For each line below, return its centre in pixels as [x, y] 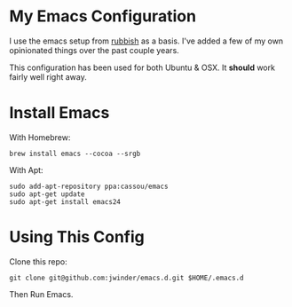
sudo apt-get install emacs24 [65, 201]
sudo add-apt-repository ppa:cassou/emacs [89, 186]
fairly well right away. [48, 76]
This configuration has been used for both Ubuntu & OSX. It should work [142, 67]
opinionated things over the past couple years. [94, 50]
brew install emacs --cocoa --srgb [75, 153]
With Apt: [26, 169]
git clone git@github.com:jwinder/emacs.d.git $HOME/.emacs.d [126, 278]
